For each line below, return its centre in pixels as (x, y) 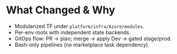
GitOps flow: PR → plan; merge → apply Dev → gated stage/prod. (93, 38)
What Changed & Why (61, 10)
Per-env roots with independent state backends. (72, 32)
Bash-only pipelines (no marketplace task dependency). (82, 45)
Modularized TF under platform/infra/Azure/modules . (79, 26)
